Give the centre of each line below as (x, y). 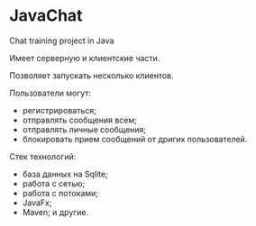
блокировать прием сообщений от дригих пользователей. (135, 139)
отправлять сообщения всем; (80, 120)
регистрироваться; (59, 110)
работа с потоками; (60, 193)
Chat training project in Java (62, 41)
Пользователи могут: (50, 93)
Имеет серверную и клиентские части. (85, 58)
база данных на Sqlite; (65, 174)
